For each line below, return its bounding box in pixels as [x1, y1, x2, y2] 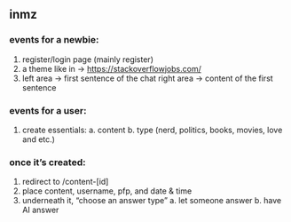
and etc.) [21, 133, 56, 145]
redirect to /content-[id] [21, 177, 109, 187]
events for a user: [9, 104, 87, 116]
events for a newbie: [9, 34, 99, 46]
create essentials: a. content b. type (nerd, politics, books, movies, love [21, 124, 283, 135]
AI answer [21, 204, 59, 216]
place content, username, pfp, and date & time [21, 186, 193, 196]
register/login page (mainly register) [21, 53, 153, 65]
